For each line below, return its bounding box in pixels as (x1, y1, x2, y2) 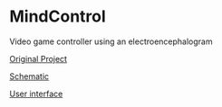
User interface (9, 88, 63, 99)
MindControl (9, 6, 106, 27)
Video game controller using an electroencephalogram (9, 36, 213, 47)
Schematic (9, 70, 50, 82)
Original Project (9, 53, 68, 64)
